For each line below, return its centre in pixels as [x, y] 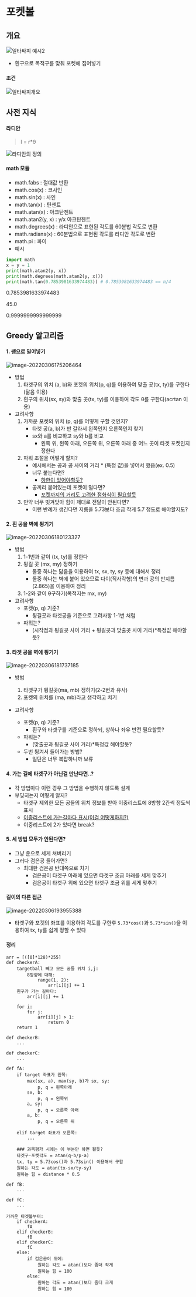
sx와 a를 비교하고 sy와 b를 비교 [68, 436]
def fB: [16, 1185]
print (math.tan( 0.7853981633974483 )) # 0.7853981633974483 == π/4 [89, 282]
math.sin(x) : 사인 [35, 197]
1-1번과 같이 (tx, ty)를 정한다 [56, 557]
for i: [25, 1007]
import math [20, 260]
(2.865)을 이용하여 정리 [59, 586]
